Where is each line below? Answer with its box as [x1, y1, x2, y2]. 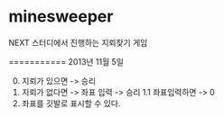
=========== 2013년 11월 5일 [8, 56, 124, 67]
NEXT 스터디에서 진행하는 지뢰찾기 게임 [8, 37, 148, 48]
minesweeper [8, 6, 114, 27]
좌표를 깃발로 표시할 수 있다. [21, 97, 121, 109]
